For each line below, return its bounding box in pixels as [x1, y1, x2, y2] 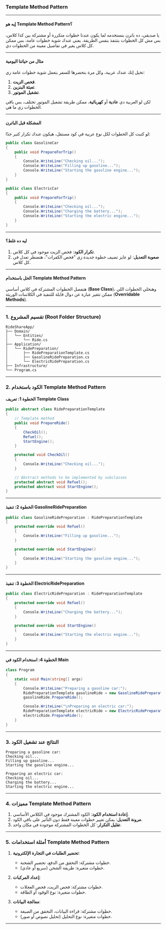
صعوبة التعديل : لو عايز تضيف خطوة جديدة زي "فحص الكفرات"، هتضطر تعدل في [12, 254, 159, 260]
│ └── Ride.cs [5, 337, 48, 343]
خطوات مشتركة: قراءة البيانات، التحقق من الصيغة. [20, 908, 112, 914]
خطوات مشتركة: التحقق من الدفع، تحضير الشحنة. [20, 860, 111, 865]
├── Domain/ [5, 329, 30, 334]
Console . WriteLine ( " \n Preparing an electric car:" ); [23, 704, 134, 709]
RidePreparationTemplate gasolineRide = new [23, 691, 116, 696]
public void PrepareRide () [14, 421, 70, 426]
